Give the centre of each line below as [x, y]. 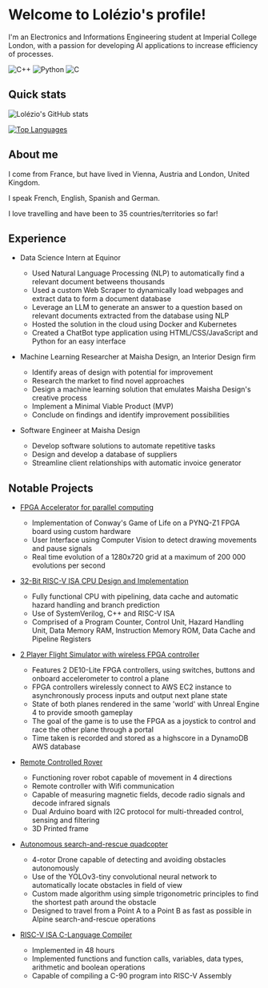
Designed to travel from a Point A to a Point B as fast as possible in [142, 911]
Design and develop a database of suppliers [104, 455]
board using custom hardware [81, 532]
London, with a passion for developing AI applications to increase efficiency [133, 45]
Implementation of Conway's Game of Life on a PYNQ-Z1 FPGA [136, 523]
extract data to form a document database [102, 299]
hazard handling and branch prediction [96, 605]
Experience [37, 238]
